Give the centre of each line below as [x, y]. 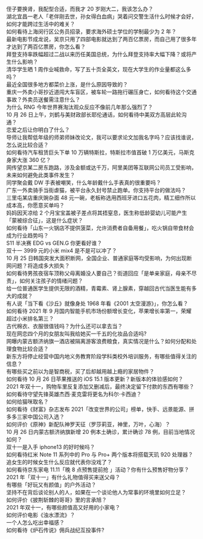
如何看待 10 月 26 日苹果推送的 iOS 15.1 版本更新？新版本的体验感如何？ [95, 379]
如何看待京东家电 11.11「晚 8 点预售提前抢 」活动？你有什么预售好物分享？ [98, 470]
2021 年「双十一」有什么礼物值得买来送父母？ [63, 477]
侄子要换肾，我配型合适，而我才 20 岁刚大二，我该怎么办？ [80, 9]
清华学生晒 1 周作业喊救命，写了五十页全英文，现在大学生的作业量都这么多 [99, 69]
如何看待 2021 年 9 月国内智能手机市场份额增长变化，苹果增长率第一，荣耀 [99, 311]
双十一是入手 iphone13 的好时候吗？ [51, 447]
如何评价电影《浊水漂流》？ [41, 515]
